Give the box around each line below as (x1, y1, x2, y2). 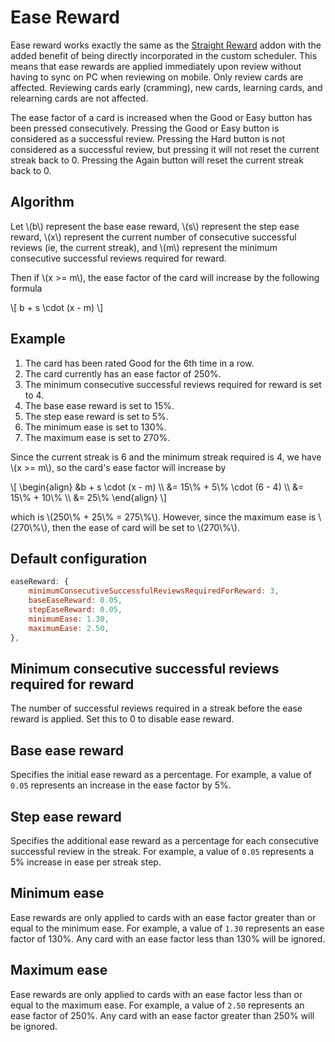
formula (10, 282, 43, 294)
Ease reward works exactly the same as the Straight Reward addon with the (10, 39, 322, 51)
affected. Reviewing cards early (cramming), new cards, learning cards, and (10, 81, 323, 93)
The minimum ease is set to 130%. (24, 421, 167, 433)
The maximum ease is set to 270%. (24, 431, 171, 443)
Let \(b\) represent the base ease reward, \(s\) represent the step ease (10, 220, 300, 232)
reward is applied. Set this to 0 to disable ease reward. (10, 713, 235, 725)
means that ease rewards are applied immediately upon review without (10, 60, 302, 72)
